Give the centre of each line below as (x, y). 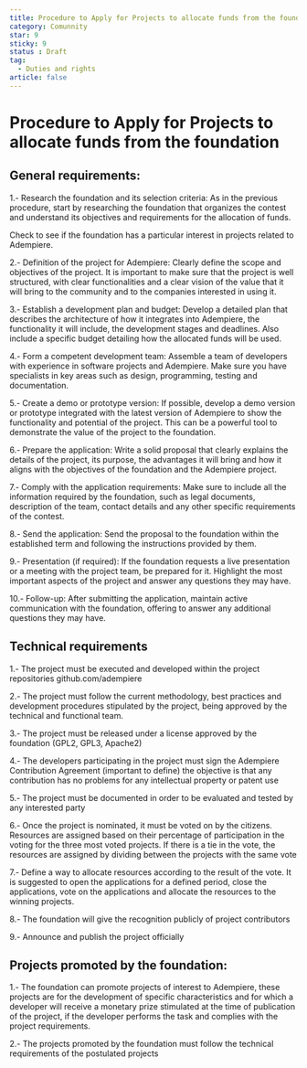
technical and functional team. (66, 715)
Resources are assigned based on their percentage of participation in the (147, 835)
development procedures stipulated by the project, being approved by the (148, 706)
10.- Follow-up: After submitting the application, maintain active (129, 598)
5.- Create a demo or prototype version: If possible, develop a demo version (152, 402)
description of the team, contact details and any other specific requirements (153, 506)
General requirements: (75, 176)
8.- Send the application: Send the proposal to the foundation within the (144, 534)
